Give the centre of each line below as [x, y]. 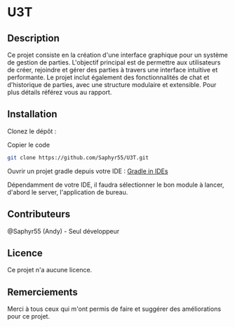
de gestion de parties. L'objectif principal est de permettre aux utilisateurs [114, 62]
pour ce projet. [29, 316]
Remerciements [43, 292]
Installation [32, 114]
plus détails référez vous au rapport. [60, 92]
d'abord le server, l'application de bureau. [68, 192]
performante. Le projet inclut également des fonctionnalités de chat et [108, 77]
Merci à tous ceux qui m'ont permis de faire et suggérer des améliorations [114, 309]
